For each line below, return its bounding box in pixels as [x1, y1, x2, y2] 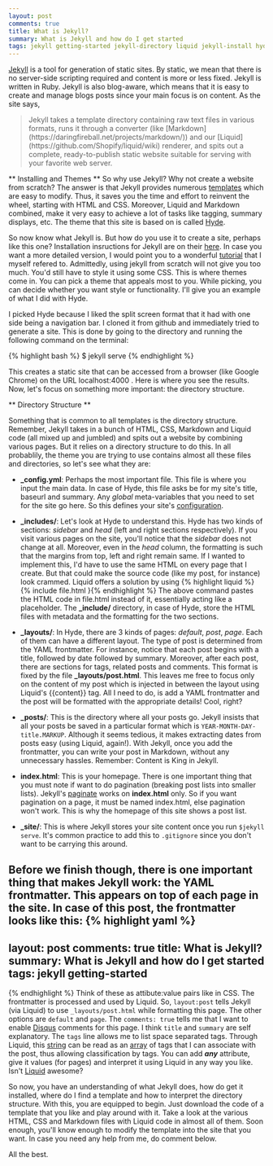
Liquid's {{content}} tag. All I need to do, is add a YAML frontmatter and [19, 688, 260, 698]
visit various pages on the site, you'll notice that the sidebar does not [19, 534, 252, 544]
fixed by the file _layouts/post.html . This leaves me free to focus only [19, 671, 255, 681]
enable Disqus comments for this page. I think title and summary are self [8, 1023, 252, 1032]
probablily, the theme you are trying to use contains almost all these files [8, 450, 252, 460]
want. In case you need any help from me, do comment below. [8, 1133, 217, 1144]
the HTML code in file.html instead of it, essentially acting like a [19, 594, 233, 604]
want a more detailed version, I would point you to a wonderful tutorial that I [8, 250, 262, 261]
